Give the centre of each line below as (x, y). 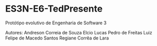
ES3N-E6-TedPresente (54, 9)
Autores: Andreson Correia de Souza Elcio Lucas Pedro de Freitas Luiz (79, 32)
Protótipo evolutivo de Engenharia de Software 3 (56, 23)
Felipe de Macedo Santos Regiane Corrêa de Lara (57, 38)
